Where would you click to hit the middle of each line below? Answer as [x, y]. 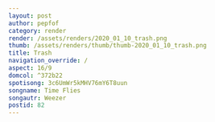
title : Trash [30, 53]
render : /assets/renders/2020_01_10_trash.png [88, 38]
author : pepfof [34, 23]
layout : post [30, 16]
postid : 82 [27, 105]
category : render [37, 31]
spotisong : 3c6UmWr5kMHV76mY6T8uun [68, 83]
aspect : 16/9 [30, 68]
